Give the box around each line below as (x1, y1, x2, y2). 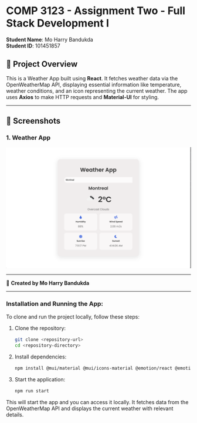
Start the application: (14, 376, 66, 383)
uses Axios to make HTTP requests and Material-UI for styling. (6, 93, 159, 100)
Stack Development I (6, 16, 110, 30)
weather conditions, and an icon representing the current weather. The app (6, 87, 188, 94)
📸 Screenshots (6, 116, 61, 126)
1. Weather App (6, 134, 51, 142)
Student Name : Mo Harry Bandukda (6, 36, 94, 43)
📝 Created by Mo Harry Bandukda (6, 280, 90, 287)
